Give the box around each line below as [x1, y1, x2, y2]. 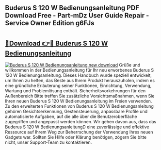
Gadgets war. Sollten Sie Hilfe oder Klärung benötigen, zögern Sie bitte [5, 134, 147, 140]
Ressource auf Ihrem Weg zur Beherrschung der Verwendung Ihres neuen [5, 129, 153, 135]
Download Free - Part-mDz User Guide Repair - [5, 12, 149, 20]
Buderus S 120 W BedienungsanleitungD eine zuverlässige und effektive [5, 124, 149, 130]
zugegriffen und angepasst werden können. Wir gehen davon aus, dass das [5, 119, 157, 124]
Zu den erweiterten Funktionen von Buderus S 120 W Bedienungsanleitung [5, 103, 154, 109]
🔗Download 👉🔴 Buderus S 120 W [5, 39, 108, 48]
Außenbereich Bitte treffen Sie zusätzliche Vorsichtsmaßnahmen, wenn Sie [5, 93, 155, 99]
